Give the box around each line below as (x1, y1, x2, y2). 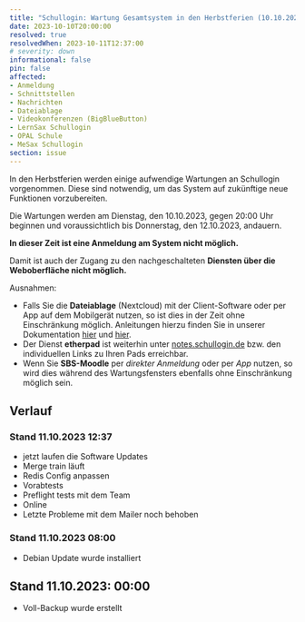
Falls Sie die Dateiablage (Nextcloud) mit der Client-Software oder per (22, 300, 287, 311)
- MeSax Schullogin (9, 140, 84, 149)
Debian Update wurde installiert (22, 552, 142, 563)
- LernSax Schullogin (9, 123, 92, 133)
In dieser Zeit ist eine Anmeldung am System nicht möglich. (9, 237, 239, 248)
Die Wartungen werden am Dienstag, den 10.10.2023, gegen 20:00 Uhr (9, 210, 274, 221)
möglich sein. (22, 377, 74, 388)
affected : (9, 73, 47, 82)
